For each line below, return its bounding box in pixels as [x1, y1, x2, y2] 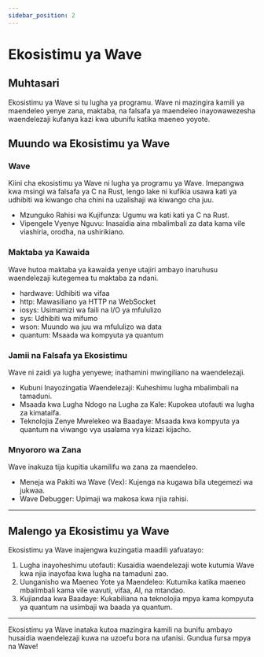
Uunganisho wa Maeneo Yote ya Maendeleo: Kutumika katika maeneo [19, 578, 246, 587]
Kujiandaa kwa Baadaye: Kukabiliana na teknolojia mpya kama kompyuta [19, 594, 254, 603]
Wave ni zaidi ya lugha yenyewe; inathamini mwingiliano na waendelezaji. [8, 367, 246, 377]
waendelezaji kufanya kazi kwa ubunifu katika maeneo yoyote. [8, 114, 211, 124]
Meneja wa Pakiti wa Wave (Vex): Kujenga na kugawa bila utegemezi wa [19, 478, 254, 487]
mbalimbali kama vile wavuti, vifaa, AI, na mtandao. [19, 585, 185, 595]
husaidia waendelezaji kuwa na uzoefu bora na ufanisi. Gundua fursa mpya [8, 633, 251, 643]
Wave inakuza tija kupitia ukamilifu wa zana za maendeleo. [8, 462, 198, 472]
